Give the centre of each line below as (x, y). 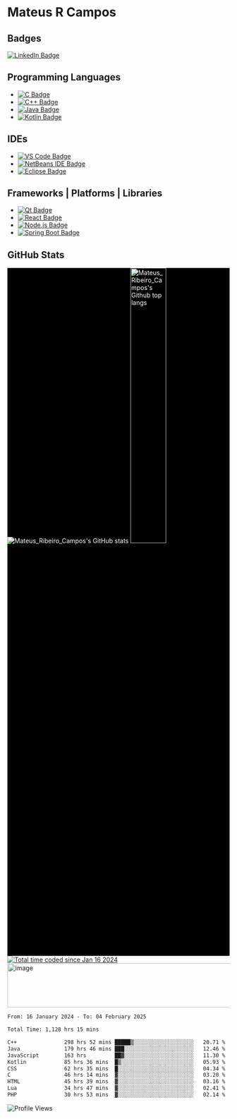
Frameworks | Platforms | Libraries (85, 194)
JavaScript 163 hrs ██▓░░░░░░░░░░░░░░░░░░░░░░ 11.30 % (116, 1056)
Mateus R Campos (62, 12)
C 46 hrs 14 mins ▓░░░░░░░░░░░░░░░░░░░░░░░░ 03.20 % (116, 1075)
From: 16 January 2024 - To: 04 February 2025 (77, 1017)
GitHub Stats (36, 255)
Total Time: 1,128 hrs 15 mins (53, 1030)
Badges (24, 38)
